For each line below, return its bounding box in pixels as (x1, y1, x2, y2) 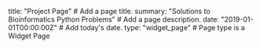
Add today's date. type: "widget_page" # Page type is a (65, 23, 245, 32)
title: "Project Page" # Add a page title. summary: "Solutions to (8, 7, 211, 15)
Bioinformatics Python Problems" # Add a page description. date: (8, 15, 220, 24)
